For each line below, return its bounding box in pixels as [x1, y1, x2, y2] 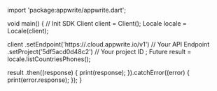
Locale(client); [7, 27, 49, 35]
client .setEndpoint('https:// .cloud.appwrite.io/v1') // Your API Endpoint [7, 40, 210, 48]
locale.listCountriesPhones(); [7, 55, 91, 63]
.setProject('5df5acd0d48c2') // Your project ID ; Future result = [7, 48, 192, 56]
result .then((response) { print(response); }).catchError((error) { [7, 69, 190, 76]
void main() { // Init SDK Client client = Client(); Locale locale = [7, 19, 187, 27]
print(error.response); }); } [7, 76, 83, 84]
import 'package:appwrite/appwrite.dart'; [7, 6, 126, 14]
